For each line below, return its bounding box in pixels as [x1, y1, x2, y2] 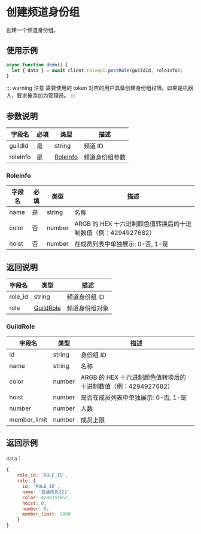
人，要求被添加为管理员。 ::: [6, 92, 76, 99]
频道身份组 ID [66, 293, 105, 301]
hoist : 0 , [22, 500, 47, 506]
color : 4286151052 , [22, 495, 71, 501]
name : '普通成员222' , [22, 489, 73, 495]
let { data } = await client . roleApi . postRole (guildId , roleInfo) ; [11, 67, 184, 74]
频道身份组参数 [83, 153, 126, 161]
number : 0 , [22, 506, 50, 512]
